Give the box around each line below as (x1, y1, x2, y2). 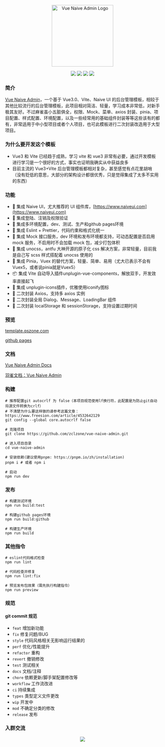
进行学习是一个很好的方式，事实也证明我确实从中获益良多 (12, 159, 129, 165)
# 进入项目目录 (5, 441, 32, 446)
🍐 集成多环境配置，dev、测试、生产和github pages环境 (12, 221, 124, 227)
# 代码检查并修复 (5, 569, 35, 574)
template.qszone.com (5, 328, 49, 334)
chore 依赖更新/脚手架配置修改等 (12, 674, 78, 680)
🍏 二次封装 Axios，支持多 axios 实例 (12, 290, 85, 296)
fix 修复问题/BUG (12, 631, 49, 637)
